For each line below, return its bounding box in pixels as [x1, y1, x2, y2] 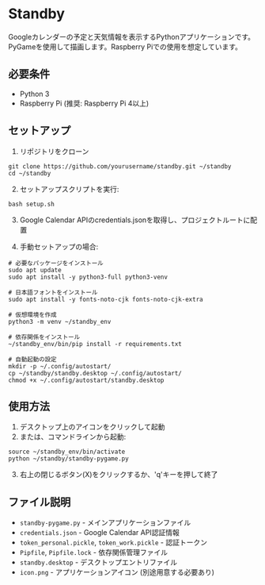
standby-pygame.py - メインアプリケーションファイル [19, 518, 191, 528]
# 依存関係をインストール [8, 333, 81, 341]
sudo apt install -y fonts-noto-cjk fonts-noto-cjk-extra [8, 295, 203, 303]
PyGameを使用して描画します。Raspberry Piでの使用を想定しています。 [8, 41, 243, 52]
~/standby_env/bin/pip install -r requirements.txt [8, 340, 182, 348]
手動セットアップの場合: [19, 241, 99, 251]
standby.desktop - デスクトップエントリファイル [19, 557, 178, 568]
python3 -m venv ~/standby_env [8, 318, 112, 325]
